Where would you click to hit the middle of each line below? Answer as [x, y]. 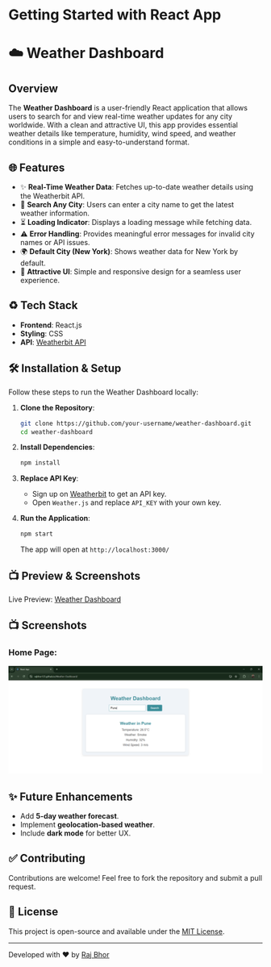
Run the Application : [55, 519]
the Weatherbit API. [52, 196]
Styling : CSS [42, 333]
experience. [40, 280]
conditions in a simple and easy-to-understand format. [99, 142]
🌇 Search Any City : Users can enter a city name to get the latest [127, 204]
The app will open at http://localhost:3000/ [94, 549]
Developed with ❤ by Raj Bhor [59, 954]
